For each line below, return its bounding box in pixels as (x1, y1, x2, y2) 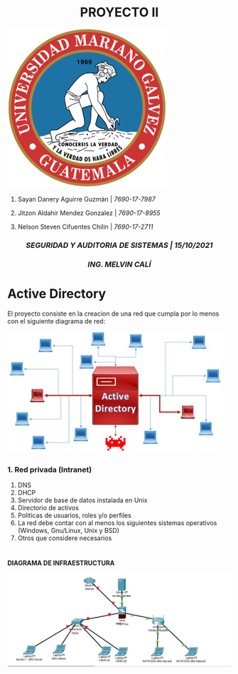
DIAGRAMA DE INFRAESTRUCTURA (7, 559, 115, 567)
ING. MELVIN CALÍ (87, 259, 151, 269)
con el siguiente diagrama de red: (7, 316, 106, 325)
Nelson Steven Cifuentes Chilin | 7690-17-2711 (17, 222, 153, 231)
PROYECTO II (80, 4, 159, 21)
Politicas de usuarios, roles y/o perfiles (17, 511, 131, 520)
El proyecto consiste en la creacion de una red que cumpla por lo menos (7, 309, 220, 318)
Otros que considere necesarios (17, 534, 112, 542)
